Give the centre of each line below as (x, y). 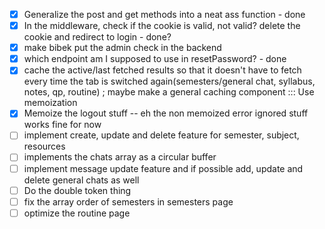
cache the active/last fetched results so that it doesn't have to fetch (162, 70)
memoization (50, 103)
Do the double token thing (77, 190)
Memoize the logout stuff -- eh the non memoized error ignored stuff (166, 113)
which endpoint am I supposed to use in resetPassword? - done (155, 59)
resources (44, 146)
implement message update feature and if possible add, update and (163, 168)
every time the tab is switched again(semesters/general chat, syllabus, (169, 81)
